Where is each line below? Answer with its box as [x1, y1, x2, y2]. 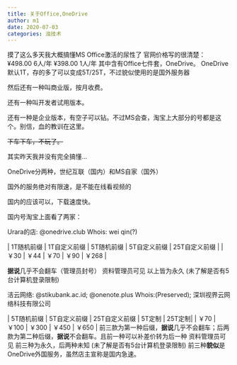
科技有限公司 [13, 299, 51, 308]
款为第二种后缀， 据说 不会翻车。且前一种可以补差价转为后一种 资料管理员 [7, 332, 220, 341]
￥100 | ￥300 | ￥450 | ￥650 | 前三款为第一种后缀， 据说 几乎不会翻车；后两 [7, 323, 230, 332]
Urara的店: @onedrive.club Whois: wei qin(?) [7, 228, 138, 236]
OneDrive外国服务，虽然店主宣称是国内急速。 [7, 350, 140, 359]
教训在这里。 [50, 122, 88, 131]
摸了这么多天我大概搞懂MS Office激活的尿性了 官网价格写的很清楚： [7, 50, 206, 59]
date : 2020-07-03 [7, 23, 59, 30]
